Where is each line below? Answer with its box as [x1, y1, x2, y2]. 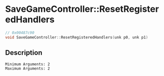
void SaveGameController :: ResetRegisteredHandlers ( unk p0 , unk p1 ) [5, 35, 149, 40]
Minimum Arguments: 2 [5, 62, 50, 67]
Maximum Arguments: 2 [5, 66, 50, 71]
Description [5, 48, 42, 57]
